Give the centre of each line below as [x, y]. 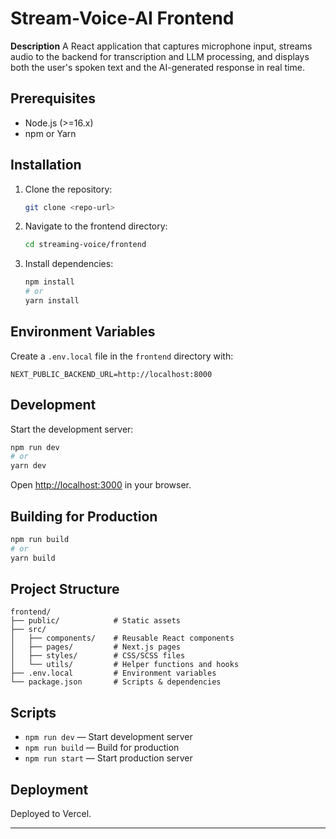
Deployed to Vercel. [51, 814]
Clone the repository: [68, 189]
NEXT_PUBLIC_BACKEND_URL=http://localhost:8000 [111, 374]
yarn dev [28, 466]
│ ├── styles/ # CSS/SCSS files [98, 656]
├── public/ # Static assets [96, 621]
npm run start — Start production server [108, 758]
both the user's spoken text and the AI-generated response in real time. [157, 67]
